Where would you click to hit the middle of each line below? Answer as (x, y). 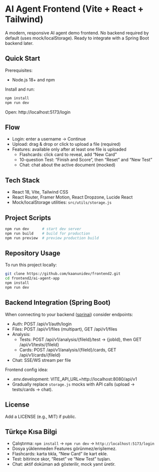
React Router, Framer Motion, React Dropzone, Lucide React (72, 197)
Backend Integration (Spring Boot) (58, 303)
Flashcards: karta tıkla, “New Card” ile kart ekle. (60, 454)
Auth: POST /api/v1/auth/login (42, 324)
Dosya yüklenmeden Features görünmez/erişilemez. (64, 449)
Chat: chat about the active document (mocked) (67, 165)
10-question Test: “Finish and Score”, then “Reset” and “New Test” (86, 160)
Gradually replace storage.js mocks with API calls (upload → (73, 384)
